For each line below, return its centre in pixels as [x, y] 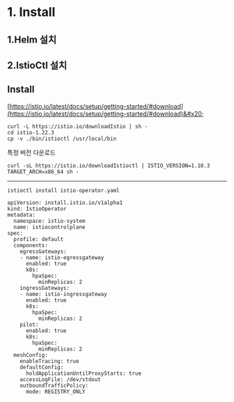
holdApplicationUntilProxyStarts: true [83, 373]
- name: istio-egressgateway [62, 257]
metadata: [22, 215]
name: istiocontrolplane [49, 227]
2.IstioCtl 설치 [37, 65]
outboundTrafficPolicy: [54, 385]
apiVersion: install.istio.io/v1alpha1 [65, 203]
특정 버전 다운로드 [31, 152]
